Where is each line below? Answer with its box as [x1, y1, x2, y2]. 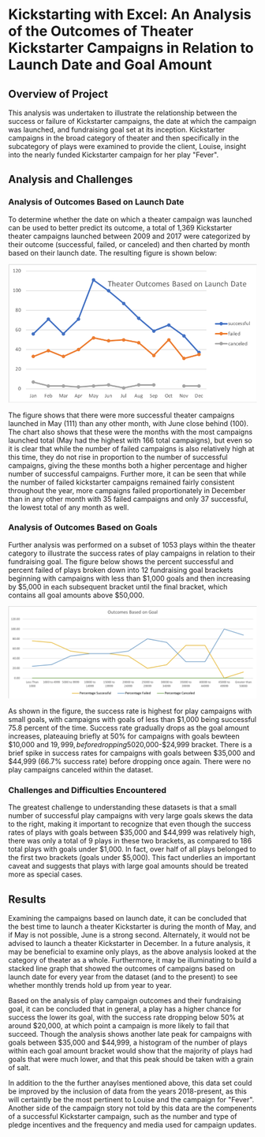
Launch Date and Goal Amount [8, 56, 212, 74]
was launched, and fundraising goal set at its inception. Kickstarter [8, 125, 226, 134]
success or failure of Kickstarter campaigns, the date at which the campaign [8, 117, 256, 125]
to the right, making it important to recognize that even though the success [8, 819, 252, 829]
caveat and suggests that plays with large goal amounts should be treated [8, 862, 248, 871]
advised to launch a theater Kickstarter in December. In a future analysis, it [8, 938, 251, 948]
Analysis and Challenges [8, 173, 133, 186]
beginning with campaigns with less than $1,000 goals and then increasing [8, 574, 251, 583]
